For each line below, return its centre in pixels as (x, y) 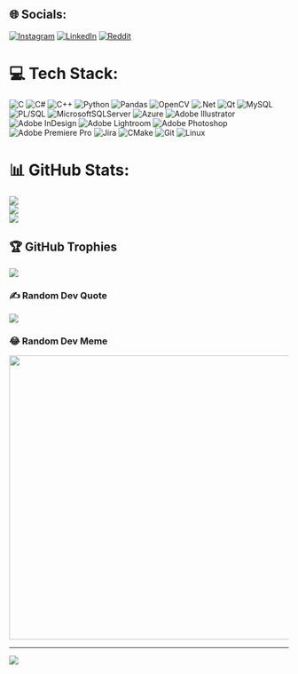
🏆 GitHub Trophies (63, 247)
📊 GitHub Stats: (70, 170)
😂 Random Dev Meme (59, 341)
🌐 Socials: (38, 15)
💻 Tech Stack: (64, 74)
